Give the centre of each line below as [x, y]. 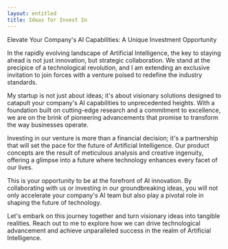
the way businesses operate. [48, 124]
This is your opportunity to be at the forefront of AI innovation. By [100, 180]
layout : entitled [32, 13]
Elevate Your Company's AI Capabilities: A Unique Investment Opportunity [112, 39]
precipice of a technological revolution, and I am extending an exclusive [109, 67]
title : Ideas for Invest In [47, 20]
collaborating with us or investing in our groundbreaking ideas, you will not [113, 188]
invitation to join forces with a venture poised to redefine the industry [105, 75]
